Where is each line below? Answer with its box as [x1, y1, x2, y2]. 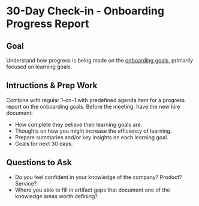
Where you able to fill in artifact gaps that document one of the [14, 186, 170, 193]
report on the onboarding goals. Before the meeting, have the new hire [6, 103, 180, 110]
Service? [14, 180, 37, 187]
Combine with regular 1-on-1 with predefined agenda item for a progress [6, 96, 185, 103]
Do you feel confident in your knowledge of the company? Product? [14, 173, 182, 181]
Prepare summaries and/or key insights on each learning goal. [14, 133, 169, 141]
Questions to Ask [6, 157, 72, 168]
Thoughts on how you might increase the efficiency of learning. [14, 127, 172, 135]
